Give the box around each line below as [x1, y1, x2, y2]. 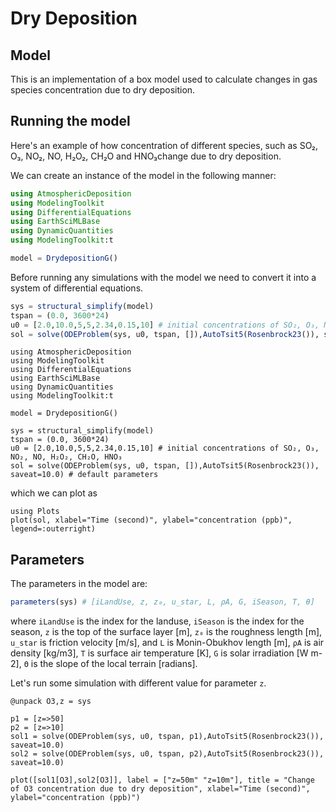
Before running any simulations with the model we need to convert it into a [10, 271, 317, 283]
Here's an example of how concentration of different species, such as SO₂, [10, 139, 319, 151]
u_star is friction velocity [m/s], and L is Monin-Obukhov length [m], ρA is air [10, 637, 325, 649]
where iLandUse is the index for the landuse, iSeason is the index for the [10, 615, 305, 627]
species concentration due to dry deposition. [10, 84, 196, 96]
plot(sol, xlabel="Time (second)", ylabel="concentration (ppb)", [10, 515, 293, 526]
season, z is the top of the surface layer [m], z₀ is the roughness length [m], [10, 626, 323, 638]
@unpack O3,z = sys [10, 697, 92, 707]
